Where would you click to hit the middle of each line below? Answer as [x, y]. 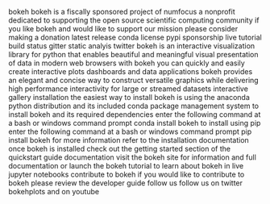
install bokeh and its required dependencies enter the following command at [135, 114]
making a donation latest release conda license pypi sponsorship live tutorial [135, 37]
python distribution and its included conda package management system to [134, 106]
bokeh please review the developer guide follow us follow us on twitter [126, 183]
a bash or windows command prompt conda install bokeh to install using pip [135, 123]
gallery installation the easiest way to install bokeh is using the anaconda [129, 97]
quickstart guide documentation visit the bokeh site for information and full [132, 157]
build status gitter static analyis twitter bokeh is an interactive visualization [132, 46]
